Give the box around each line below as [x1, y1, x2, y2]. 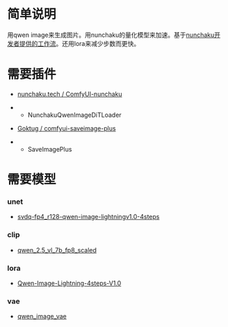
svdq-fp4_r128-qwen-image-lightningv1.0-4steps [17, 213, 160, 221]
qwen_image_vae [17, 312, 67, 321]
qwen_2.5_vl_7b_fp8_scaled [17, 246, 97, 254]
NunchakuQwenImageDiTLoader [27, 111, 122, 119]
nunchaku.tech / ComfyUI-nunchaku [17, 90, 123, 98]
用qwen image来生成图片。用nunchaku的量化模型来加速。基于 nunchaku [7, 31, 215, 39]
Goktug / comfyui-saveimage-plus [17, 124, 116, 132]
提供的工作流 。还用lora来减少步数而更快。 [19, 39, 140, 47]
